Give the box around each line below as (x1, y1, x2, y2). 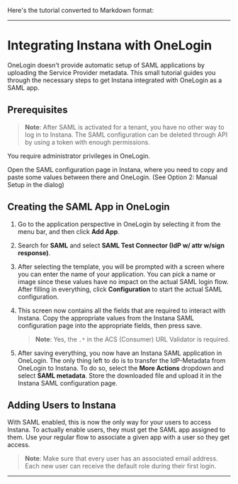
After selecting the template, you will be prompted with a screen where (17, 262, 225, 271)
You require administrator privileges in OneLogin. (7, 152, 151, 160)
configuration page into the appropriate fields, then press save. (17, 321, 203, 330)
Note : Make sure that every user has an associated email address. (24, 454, 218, 463)
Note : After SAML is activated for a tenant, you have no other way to (24, 123, 225, 131)
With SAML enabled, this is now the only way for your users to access (7, 418, 211, 427)
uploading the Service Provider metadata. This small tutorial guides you (7, 68, 216, 77)
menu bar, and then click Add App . (17, 227, 120, 236)
